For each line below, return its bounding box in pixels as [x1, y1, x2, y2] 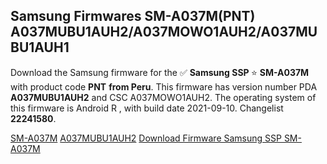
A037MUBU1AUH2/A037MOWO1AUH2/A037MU [10, 24, 318, 41]
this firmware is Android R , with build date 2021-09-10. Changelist [10, 102, 284, 114]
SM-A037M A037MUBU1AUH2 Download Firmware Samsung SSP [10, 132, 282, 144]
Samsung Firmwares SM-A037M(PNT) [10, 8, 256, 25]
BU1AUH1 [10, 39, 70, 56]
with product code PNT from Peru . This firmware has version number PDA [10, 80, 318, 93]
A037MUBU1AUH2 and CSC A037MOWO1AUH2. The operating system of [10, 91, 317, 103]
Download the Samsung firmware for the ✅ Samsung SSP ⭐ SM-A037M [10, 66, 310, 78]
